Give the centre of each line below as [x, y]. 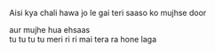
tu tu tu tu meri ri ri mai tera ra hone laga [83, 39]
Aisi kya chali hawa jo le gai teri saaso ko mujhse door [108, 13]
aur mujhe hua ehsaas [50, 30]
